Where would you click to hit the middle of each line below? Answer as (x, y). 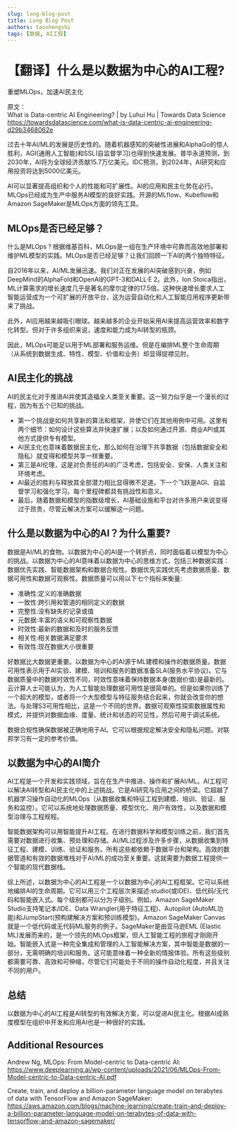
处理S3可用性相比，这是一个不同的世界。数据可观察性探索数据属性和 (126, 706)
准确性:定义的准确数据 (49, 593)
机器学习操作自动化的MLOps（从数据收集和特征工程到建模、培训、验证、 (114, 799)
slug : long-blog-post (39, 14)
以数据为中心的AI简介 (54, 763)
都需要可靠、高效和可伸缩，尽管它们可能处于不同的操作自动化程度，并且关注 (119, 962)
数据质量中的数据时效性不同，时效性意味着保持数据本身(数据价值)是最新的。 (118, 679)
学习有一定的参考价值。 (47, 738)
